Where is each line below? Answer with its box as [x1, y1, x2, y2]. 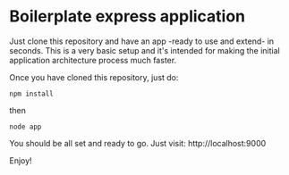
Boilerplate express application [9, 6, 246, 27]
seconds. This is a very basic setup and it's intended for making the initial [9, 45, 280, 55]
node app [9, 122, 42, 131]
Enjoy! [9, 154, 33, 166]
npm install [9, 89, 54, 98]
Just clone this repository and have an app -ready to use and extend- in [9, 36, 275, 46]
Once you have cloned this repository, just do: [9, 71, 179, 82]
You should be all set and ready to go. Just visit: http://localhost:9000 [9, 137, 267, 148]
